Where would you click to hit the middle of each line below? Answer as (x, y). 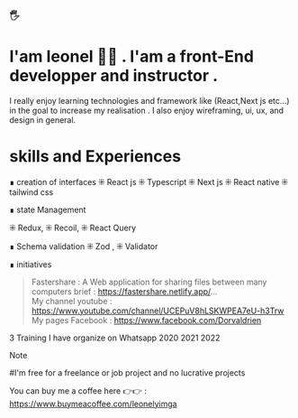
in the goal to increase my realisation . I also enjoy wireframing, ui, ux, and (147, 110)
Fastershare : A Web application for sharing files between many (149, 282)
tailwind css (32, 192)
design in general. (43, 120)
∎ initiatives (31, 264)
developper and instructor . (114, 76)
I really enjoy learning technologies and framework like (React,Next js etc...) (149, 100)
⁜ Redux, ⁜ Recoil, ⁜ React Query (73, 228)
